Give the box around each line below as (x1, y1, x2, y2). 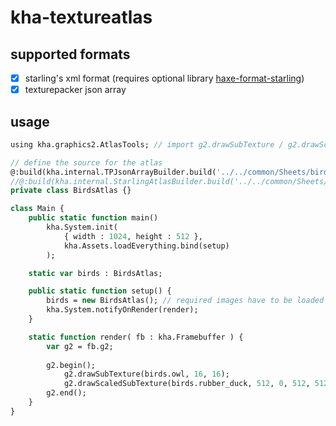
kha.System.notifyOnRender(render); (46, 305, 199, 315)
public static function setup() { (28, 286, 172, 296)
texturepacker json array (24, 84, 127, 96)
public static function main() (28, 213, 159, 223)
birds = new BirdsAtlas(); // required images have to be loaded (46, 296, 325, 306)
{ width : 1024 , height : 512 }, (63, 231, 203, 241)
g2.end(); (46, 388, 87, 398)
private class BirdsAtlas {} (10, 186, 132, 196)
